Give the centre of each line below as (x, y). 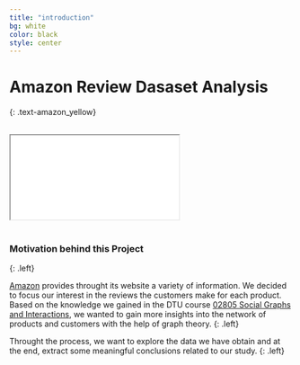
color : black (34, 34)
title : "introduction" (52, 18)
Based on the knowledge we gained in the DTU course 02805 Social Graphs (150, 305)
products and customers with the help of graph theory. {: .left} (124, 324)
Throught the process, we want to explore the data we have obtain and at (145, 342)
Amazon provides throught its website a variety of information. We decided (148, 286)
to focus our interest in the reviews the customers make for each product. (146, 295)
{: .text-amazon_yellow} (53, 112)
